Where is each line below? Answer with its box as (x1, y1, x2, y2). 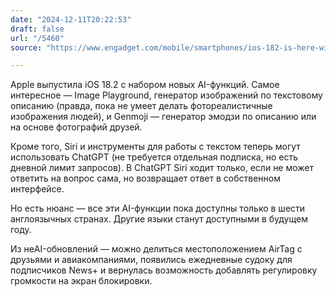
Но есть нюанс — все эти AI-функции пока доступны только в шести (10, 202, 306, 215)
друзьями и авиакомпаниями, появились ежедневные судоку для (10, 254, 293, 266)
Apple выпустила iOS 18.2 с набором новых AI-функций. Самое (10, 79, 280, 91)
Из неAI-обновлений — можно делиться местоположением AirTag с (10, 243, 303, 255)
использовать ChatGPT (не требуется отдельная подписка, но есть (10, 151, 298, 163)
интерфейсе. (10, 183, 65, 195)
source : (10, 42, 43, 53)
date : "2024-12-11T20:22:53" (10, 14, 132, 25)
